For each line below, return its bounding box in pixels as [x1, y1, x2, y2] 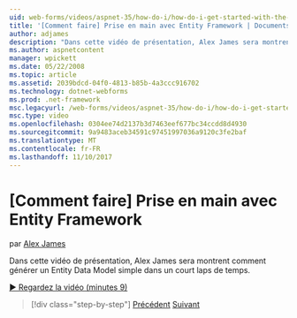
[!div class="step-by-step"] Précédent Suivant [30, 299, 201, 310]
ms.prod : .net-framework [9, 95, 101, 104]
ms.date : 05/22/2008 [9, 63, 86, 72]
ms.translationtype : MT [9, 136, 97, 145]
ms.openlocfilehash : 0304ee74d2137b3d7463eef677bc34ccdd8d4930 [9, 120, 247, 129]
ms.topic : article [9, 71, 77, 79]
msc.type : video [9, 111, 69, 120]
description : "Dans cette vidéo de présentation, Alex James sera [9, 37, 259, 47]
